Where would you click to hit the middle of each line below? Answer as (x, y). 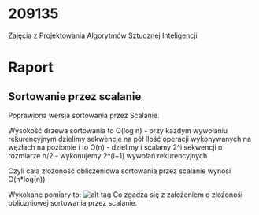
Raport (31, 67)
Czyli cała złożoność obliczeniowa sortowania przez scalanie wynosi (120, 171)
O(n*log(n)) (27, 179)
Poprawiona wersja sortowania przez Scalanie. (84, 115)
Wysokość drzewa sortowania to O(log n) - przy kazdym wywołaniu (118, 130)
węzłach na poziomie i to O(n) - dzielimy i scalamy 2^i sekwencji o (115, 147)
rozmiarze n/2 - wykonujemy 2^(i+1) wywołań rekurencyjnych (108, 155)
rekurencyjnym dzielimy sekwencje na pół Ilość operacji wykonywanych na (130, 139)
